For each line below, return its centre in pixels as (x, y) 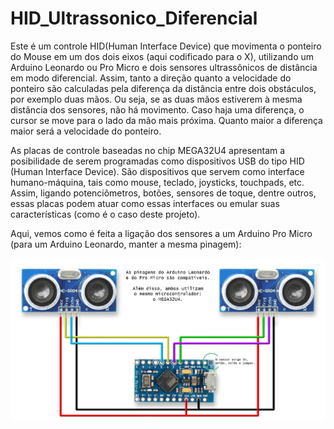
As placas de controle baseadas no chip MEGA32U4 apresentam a (148, 150)
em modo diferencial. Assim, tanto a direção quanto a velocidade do (151, 78)
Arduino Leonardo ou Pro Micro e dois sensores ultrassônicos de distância (164, 67)
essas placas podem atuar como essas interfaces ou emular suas (145, 203)
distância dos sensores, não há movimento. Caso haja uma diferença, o (157, 109)
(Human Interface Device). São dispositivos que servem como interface (157, 171)
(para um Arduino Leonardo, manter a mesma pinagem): (126, 244)
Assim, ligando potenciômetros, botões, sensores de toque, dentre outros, (163, 193)
